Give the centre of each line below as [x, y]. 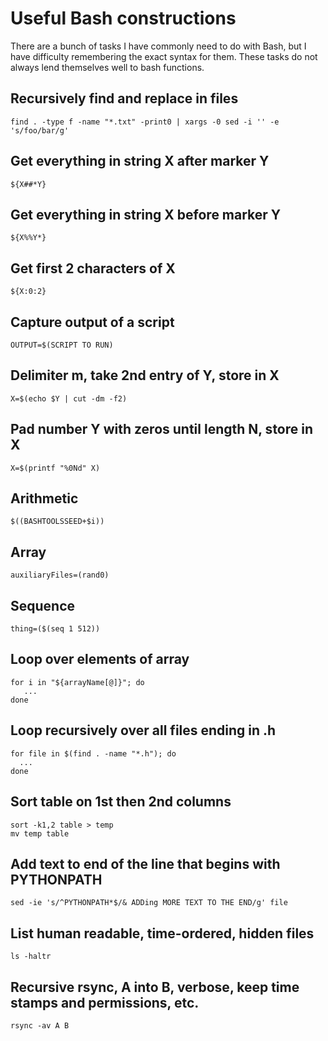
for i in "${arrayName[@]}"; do [77, 682]
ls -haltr [31, 957]
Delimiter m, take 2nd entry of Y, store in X [145, 375]
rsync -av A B [40, 1025]
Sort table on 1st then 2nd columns [121, 802]
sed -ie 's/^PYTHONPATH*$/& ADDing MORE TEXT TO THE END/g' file [149, 903]
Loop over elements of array [100, 659]
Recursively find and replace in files [124, 98]
